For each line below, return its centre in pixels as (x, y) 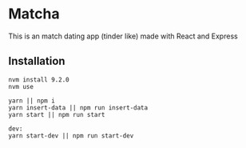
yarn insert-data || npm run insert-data (78, 108)
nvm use (21, 86)
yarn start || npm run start (57, 114)
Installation (37, 61)
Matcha (34, 14)
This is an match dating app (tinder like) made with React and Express (123, 36)
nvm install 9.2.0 (39, 80)
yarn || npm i (32, 101)
